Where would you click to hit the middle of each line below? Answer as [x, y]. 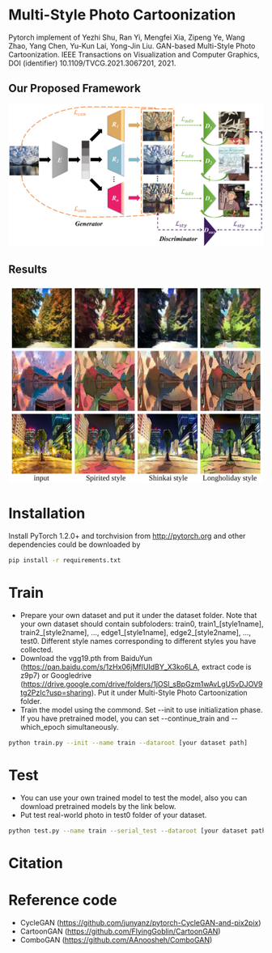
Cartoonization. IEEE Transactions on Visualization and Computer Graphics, [134, 54]
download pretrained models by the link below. [98, 806]
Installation [47, 513]
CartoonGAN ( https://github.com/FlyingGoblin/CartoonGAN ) [120, 931]
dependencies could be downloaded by [74, 544]
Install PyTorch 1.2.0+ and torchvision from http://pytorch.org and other [127, 536]
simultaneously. [92, 726]
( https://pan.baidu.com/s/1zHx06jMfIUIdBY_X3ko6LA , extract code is [136, 667]
